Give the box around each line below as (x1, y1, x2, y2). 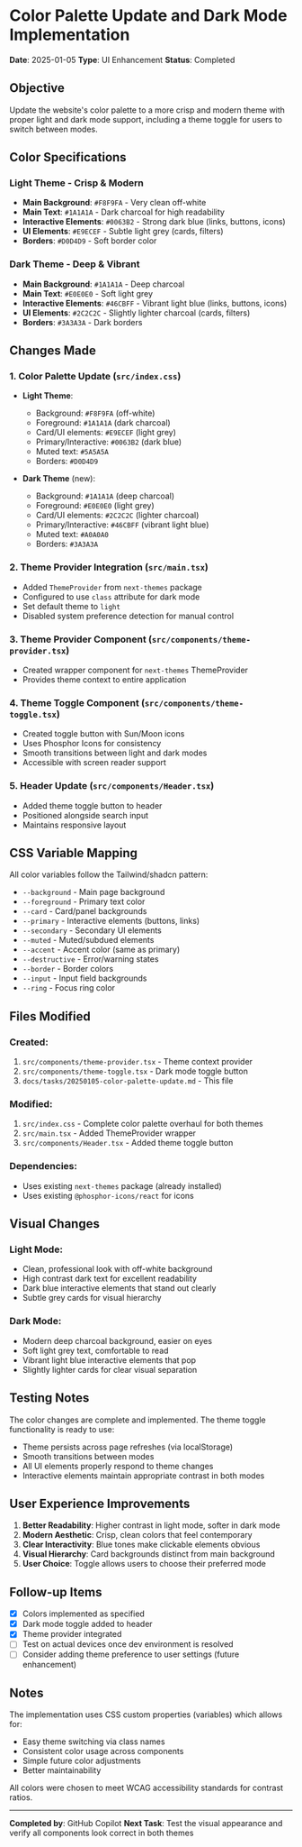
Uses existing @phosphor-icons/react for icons (22, 1190, 195, 1201)
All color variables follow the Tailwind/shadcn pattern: (9, 869, 209, 880)
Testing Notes (9, 1390, 90, 1406)
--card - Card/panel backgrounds (22, 906, 147, 917)
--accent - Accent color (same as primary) (22, 944, 181, 956)
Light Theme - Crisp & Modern (9, 177, 144, 189)
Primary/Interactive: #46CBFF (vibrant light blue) (35, 519, 209, 530)
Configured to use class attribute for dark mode (22, 591, 200, 602)
